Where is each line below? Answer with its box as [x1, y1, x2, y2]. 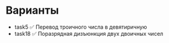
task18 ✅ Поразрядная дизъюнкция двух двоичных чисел [14, 30, 164, 37]
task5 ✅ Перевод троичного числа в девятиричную [14, 23, 147, 30]
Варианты [5, 4, 59, 17]
